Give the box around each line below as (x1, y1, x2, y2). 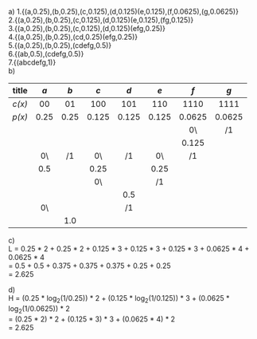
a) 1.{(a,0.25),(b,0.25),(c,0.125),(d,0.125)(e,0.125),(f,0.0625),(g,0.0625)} (8, 7, 239, 16)
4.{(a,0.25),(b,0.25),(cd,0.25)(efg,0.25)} (8, 32, 138, 41)
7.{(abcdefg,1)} (8, 57, 56, 67)
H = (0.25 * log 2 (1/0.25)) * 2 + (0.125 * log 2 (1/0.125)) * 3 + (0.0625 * (8, 294, 230, 305)
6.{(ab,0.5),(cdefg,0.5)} (8, 49, 84, 58)
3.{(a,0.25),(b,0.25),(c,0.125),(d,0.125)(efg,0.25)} (8, 24, 165, 33)
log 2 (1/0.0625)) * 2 (8, 303, 70, 315)
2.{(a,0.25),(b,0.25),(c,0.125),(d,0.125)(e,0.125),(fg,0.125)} (8, 15, 194, 25)
